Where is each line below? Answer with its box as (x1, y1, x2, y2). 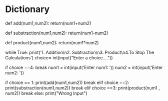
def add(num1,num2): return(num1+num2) (5, 20, 91, 26)
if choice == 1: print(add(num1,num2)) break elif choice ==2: (5, 79, 129, 85)
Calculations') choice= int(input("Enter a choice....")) (5, 54, 113, 61)
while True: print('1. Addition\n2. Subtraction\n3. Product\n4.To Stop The (5, 49, 154, 55)
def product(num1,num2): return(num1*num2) (5, 39, 99, 46)
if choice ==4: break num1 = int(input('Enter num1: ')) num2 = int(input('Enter (5, 64, 163, 70)
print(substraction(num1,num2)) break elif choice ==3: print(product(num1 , (5, 84, 160, 91)
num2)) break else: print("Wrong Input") (5, 90, 87, 96)
